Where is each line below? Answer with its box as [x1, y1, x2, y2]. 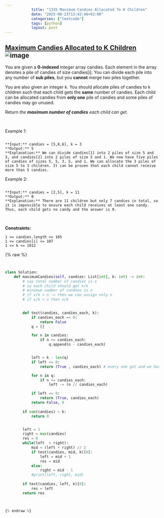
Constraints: [5, 225, 31, 231]
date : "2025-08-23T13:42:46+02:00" [31, 12, 104, 17]
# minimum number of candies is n [22, 288, 93, 293]
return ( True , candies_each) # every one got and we [40, 364, 152, 369]
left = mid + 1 [40, 454, 71, 459]
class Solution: [5, 270, 38, 275]
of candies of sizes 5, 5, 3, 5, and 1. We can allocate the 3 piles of [5, 159, 156, 164]
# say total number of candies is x [22, 279, 97, 284]
